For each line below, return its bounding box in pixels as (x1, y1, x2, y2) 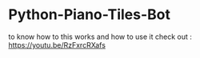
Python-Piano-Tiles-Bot (8, 6, 170, 24)
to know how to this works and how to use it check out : (8, 32, 192, 41)
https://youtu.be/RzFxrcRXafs (8, 40, 106, 49)
